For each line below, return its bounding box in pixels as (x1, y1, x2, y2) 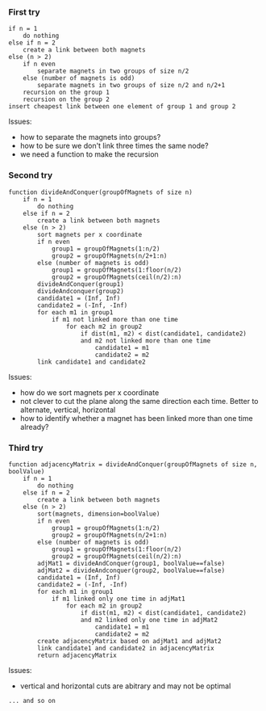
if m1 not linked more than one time (51, 315, 179, 323)
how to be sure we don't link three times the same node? (19, 141, 209, 151)
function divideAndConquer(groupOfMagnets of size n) (8, 188, 193, 196)
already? (19, 422, 49, 431)
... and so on (8, 696, 56, 705)
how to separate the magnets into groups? (19, 133, 161, 142)
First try (8, 6, 40, 18)
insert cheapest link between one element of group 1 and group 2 (8, 103, 236, 111)
